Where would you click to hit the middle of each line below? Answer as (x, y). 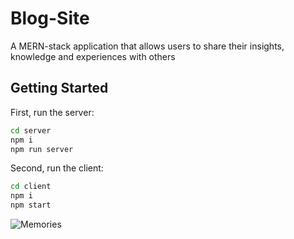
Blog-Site (50, 18)
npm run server (42, 149)
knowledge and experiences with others (93, 56)
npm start (31, 205)
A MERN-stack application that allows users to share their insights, (147, 46)
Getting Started (59, 88)
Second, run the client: (57, 168)
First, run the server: (52, 112)
